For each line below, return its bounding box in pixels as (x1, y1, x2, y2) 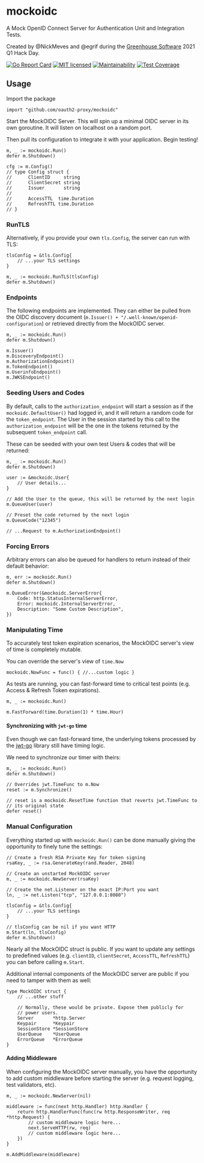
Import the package (6, 95, 56, 102)
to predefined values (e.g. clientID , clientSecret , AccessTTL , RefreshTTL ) (6, 951, 190, 959)
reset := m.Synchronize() (6, 787, 72, 793)
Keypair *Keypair (17, 1020, 75, 1026)
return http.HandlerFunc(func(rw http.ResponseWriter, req (17, 1109, 171, 1115)
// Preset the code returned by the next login (6, 512, 130, 518)
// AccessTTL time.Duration (6, 195, 94, 202)
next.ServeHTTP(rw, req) (28, 1125, 91, 1131)
